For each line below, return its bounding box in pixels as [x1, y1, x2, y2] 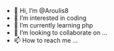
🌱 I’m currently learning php [13, 21, 93, 29]
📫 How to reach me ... [13, 37, 78, 44]
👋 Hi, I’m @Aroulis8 [13, 7, 69, 14]
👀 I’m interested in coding [13, 14, 87, 22]
